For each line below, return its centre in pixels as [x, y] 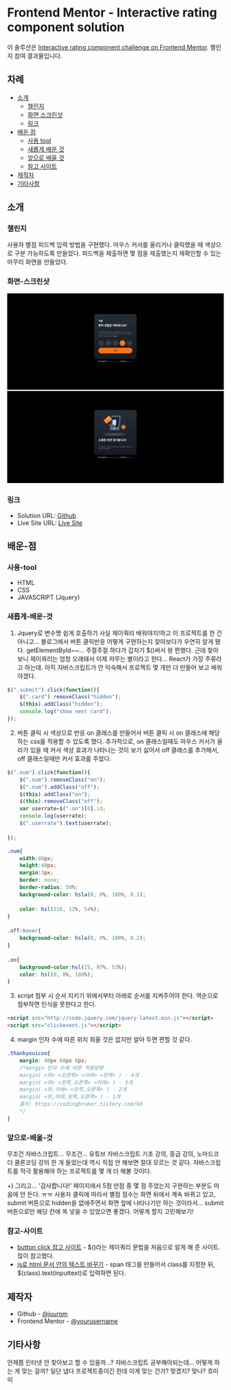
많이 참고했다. [36, 1256]
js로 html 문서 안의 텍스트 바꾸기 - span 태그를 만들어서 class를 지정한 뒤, [116, 1265]
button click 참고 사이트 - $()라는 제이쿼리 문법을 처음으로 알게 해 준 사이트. [119, 1248]
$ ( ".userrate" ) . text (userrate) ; [66, 824]
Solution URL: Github [47, 515]
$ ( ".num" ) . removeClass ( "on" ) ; [63, 780]
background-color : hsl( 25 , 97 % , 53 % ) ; [74, 967]
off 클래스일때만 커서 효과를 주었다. [64, 758]
